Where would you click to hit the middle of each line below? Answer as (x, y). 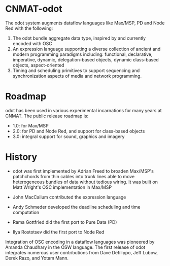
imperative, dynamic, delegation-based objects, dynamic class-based (86, 59)
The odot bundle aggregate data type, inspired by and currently (79, 38)
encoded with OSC (32, 43)
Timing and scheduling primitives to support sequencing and (76, 70)
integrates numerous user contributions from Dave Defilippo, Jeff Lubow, (82, 252)
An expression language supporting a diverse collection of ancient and (87, 49)
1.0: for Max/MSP (31, 125)
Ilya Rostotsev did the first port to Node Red (58, 232)
